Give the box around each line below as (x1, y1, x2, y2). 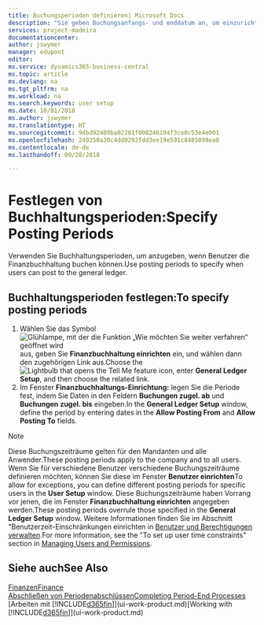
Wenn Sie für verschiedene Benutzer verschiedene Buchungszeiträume (8, 463, 240, 473)
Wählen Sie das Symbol (19, 324, 97, 333)
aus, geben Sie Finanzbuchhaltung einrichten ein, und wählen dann (19, 349, 242, 359)
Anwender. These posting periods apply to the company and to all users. (8, 455, 241, 464)
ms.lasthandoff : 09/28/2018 (8, 151, 101, 158)
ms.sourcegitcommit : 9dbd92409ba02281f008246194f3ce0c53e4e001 (8, 128, 220, 136)
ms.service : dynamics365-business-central (8, 63, 149, 71)
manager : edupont (8, 48, 65, 56)
